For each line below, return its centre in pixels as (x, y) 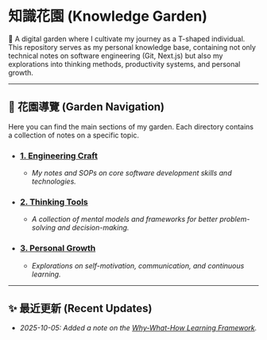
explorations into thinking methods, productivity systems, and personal (124, 64)
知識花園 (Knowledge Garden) (108, 16)
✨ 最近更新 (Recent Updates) (80, 309)
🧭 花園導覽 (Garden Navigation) (87, 107)
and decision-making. (93, 228)
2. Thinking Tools (54, 202)
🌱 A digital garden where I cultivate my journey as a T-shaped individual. (127, 39)
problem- (235, 219)
